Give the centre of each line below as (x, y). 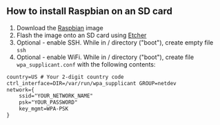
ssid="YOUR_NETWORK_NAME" (56, 96)
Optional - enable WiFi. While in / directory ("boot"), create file (105, 57)
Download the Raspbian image (60, 27)
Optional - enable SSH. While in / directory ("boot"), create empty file (115, 42)
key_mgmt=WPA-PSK (44, 109)
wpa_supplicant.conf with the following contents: (86, 64)
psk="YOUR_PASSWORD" (48, 102)
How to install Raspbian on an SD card (90, 11)
